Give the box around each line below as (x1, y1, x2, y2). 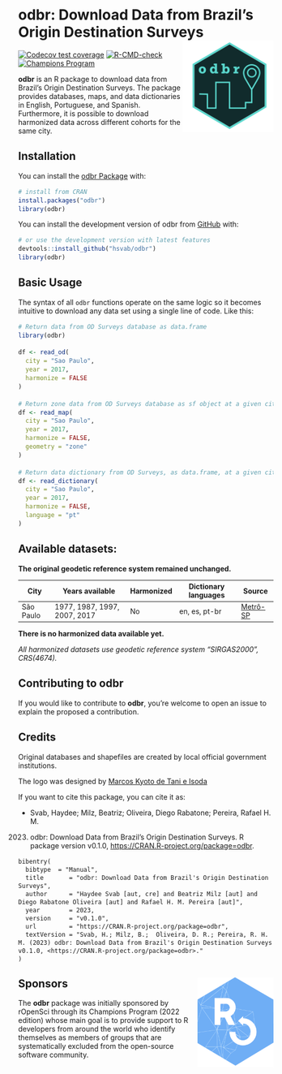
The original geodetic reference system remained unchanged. (18, 563, 232, 573)
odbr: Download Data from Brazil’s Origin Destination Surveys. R (29, 832, 245, 842)
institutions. (18, 761, 57, 770)
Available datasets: (18, 542, 117, 556)
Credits (18, 731, 57, 744)
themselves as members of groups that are (18, 1033, 162, 1042)
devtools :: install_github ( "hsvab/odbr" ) (18, 245, 157, 253)
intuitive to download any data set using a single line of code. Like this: (18, 306, 254, 316)
